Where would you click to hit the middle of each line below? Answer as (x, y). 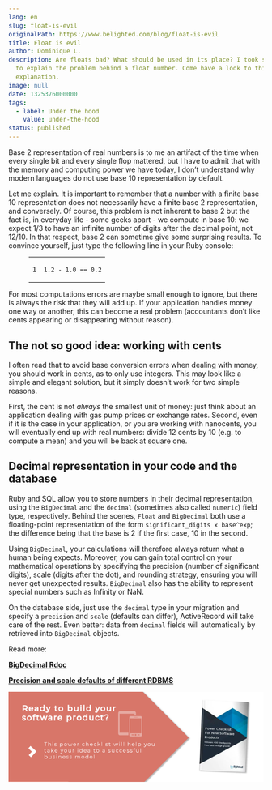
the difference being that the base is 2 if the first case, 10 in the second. (128, 533)
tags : (17, 102)
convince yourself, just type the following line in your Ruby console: (121, 246)
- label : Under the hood (57, 111)
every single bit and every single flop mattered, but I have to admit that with (134, 161)
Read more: (28, 649)
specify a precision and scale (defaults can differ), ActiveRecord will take (132, 616)
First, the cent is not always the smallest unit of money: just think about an (132, 407)
